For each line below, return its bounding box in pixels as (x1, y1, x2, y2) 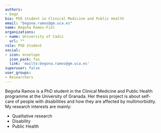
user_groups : (5, 70, 31, 75)
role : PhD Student (5, 43, 42, 48)
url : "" (9, 39, 25, 44)
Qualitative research (12, 113, 52, 119)
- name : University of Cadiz (5, 34, 64, 39)
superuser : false (5, 66, 40, 71)
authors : (5, 7, 23, 12)
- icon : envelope (5, 52, 40, 57)
